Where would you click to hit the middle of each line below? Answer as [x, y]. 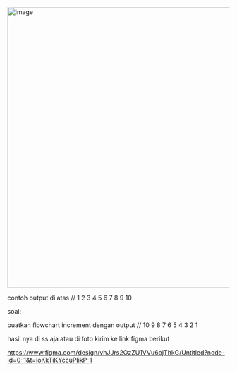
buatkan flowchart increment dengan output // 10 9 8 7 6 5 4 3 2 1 [103, 325]
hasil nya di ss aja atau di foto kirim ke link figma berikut [89, 339]
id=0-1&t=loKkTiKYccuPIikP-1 [50, 360]
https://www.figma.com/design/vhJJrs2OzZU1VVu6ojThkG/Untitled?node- [116, 352]
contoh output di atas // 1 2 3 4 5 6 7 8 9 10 [70, 298]
